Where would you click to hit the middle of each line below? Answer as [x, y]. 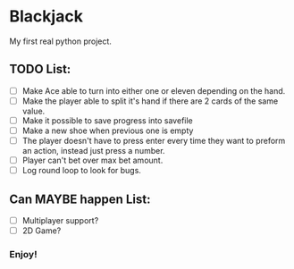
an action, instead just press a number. [93, 151]
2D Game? [42, 231]
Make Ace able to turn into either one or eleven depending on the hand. [154, 90]
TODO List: [40, 69]
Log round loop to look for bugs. [81, 171]
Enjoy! [23, 255]
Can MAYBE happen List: [80, 199]
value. [34, 111]
